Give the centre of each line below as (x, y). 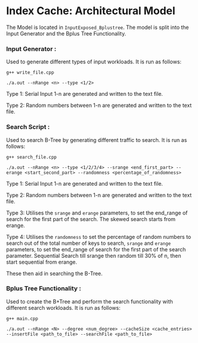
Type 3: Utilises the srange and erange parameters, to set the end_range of (97, 213)
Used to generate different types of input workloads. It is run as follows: (94, 62)
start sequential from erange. (42, 262)
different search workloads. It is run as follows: (63, 308)
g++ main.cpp (22, 318)
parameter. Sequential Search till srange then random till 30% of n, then (94, 255)
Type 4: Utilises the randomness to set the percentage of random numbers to (99, 237)
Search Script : (28, 127)
